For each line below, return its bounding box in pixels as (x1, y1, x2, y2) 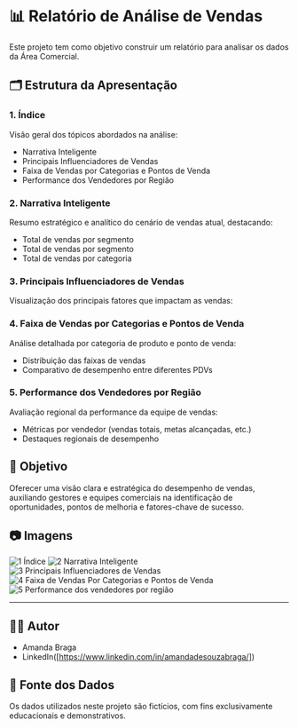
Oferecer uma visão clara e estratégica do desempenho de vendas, (9, 482, 255, 493)
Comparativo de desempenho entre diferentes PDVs (21, 364, 213, 375)
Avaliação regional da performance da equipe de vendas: (9, 407, 219, 417)
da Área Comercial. (9, 51, 80, 61)
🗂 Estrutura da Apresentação (9, 78, 177, 93)
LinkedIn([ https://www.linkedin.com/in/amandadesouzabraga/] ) (21, 652, 255, 662)
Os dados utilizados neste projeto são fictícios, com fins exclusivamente (9, 701, 273, 712)
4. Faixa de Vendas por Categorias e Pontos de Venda (9, 318, 245, 330)
